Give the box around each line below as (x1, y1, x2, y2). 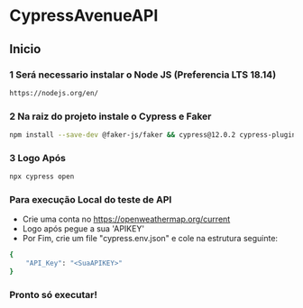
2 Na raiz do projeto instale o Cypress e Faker (9, 110, 212, 122)
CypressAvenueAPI (9, 5, 159, 26)
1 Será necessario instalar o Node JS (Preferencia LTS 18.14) (9, 68, 277, 81)
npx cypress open (9, 172, 75, 181)
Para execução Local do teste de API (9, 194, 172, 206)
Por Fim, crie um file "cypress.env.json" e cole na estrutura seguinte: (22, 233, 278, 244)
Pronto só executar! (9, 288, 97, 301)
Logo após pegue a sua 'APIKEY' (22, 223, 145, 234)
